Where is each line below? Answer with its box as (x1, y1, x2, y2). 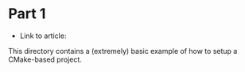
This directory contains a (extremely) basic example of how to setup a (8, 46, 238, 55)
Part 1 (8, 5, 46, 23)
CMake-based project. (8, 55, 82, 64)
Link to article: (19, 31, 67, 40)
